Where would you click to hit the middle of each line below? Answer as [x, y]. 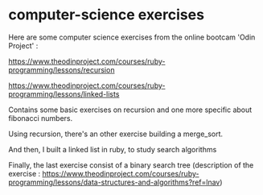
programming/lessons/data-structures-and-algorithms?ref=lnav [114, 182]
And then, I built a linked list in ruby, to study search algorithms [113, 149]
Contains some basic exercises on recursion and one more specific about [130, 110]
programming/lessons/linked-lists [64, 93]
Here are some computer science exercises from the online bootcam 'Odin [132, 37]
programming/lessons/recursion [62, 69]
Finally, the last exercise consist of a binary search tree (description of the [131, 165]
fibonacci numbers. [41, 118]
